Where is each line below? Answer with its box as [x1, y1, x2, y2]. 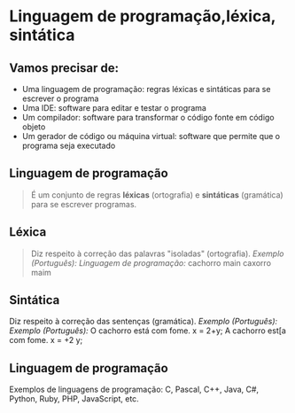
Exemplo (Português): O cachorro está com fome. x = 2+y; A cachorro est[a [9, 325, 286, 336]
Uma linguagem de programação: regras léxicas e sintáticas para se [21, 84, 271, 94]
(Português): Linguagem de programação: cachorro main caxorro [30, 257, 272, 268]
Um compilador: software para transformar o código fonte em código [21, 113, 275, 122]
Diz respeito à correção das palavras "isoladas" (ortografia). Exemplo [30, 248, 284, 259]
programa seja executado [21, 140, 116, 151]
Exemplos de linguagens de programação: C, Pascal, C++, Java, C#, [9, 384, 260, 395]
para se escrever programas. [30, 199, 137, 209]
